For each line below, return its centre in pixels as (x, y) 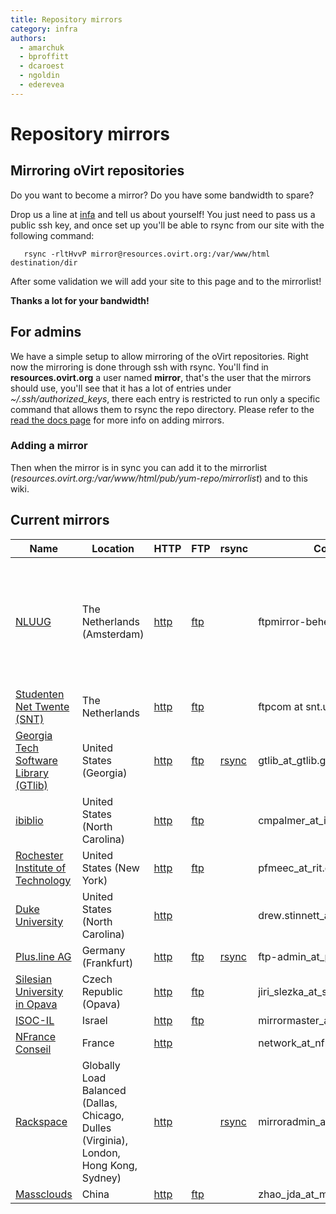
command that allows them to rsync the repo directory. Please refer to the (162, 409)
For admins (46, 332)
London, (101, 1153)
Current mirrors (60, 520)
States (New (110, 868)
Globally (101, 1065)
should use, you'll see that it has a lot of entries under (121, 388)
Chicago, (103, 1115)
